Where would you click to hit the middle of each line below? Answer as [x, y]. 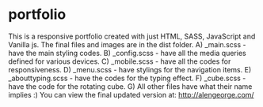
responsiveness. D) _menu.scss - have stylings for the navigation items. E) [130, 69]
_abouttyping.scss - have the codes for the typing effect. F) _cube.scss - [127, 78]
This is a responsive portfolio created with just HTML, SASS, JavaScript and [132, 36]
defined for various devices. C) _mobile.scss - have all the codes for [120, 61]
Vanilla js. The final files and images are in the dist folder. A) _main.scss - [127, 44]
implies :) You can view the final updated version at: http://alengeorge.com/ [131, 94]
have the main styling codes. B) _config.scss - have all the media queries [128, 53]
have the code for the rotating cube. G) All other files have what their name [130, 86]
